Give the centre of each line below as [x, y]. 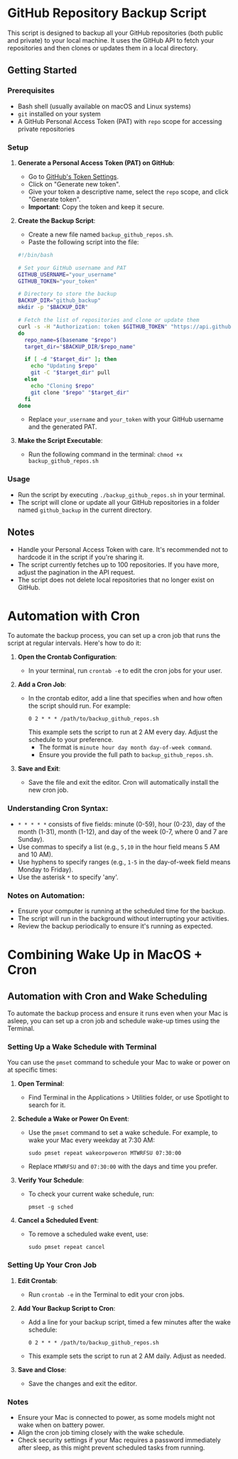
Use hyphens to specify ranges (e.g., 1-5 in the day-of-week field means [124, 862]
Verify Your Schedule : [50, 1181]
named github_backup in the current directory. [85, 510]
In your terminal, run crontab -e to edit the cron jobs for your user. [125, 671]
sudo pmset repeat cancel [66, 1248]
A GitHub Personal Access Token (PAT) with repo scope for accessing [120, 121]
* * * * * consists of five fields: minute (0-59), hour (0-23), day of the [121, 824]
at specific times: [33, 1070]
